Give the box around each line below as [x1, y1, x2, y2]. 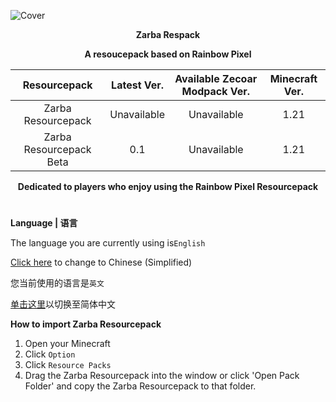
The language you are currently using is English [10, 237, 206, 249]
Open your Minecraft [24, 338, 111, 350]
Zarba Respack [135, 29, 201, 40]
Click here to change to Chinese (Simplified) [10, 256, 193, 269]
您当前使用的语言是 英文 [10, 277, 105, 289]
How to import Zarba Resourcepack [10, 318, 162, 330]
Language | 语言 [10, 217, 78, 229]
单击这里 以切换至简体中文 [10, 298, 116, 310]
